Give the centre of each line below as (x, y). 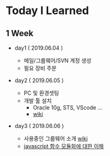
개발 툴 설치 (38, 101)
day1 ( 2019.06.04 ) (39, 48)
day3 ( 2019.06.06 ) (39, 126)
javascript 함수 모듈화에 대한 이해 (64, 146)
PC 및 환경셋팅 (41, 93)
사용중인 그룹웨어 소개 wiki (56, 139)
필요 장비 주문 (40, 68)
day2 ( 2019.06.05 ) (39, 80)
